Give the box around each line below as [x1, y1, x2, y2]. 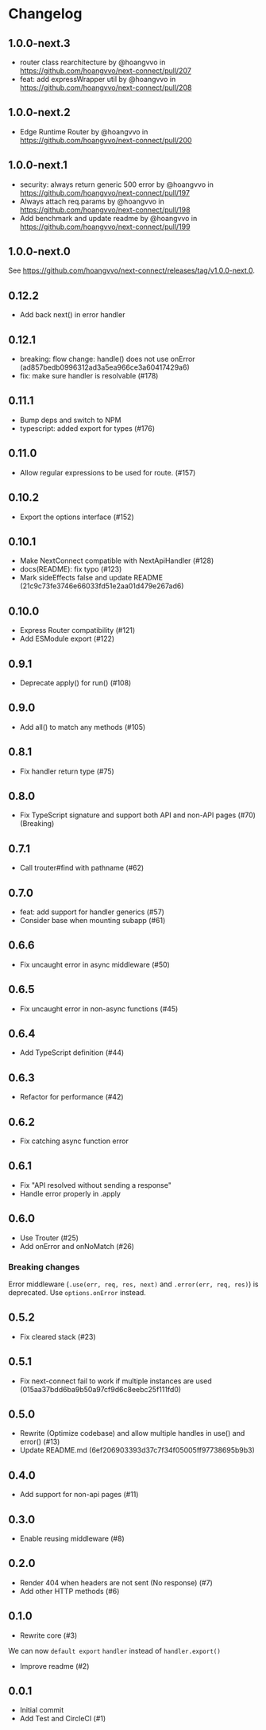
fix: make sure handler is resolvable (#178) [19, 371, 159, 381]
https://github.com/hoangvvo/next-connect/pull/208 [19, 83, 192, 92]
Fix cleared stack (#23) [19, 1332, 97, 1341]
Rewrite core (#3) [19, 1631, 78, 1640]
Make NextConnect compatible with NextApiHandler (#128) [19, 556, 214, 565]
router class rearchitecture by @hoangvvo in [19, 57, 166, 67]
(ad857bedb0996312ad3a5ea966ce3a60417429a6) [19, 363, 190, 372]
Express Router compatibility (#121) [19, 626, 136, 635]
